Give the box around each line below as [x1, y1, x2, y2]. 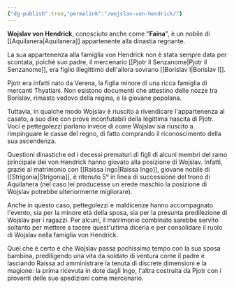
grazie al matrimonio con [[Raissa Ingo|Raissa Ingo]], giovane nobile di [7, 165, 210, 173]
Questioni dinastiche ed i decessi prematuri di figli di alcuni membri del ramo [7, 150, 228, 158]
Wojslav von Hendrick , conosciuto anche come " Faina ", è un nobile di [7, 29, 210, 38]
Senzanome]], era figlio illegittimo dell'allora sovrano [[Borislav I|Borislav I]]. [7, 65, 226, 73]
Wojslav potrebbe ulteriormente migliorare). [7, 187, 133, 195]
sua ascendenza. [7, 137, 57, 145]
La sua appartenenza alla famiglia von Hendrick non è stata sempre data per [7, 50, 227, 59]
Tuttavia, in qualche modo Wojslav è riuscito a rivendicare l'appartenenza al [7, 107, 225, 115]
